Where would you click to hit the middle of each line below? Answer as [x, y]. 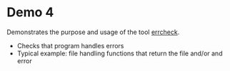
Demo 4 [30, 12]
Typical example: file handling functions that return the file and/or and [120, 53]
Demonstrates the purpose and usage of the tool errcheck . [93, 32]
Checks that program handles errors [70, 45]
